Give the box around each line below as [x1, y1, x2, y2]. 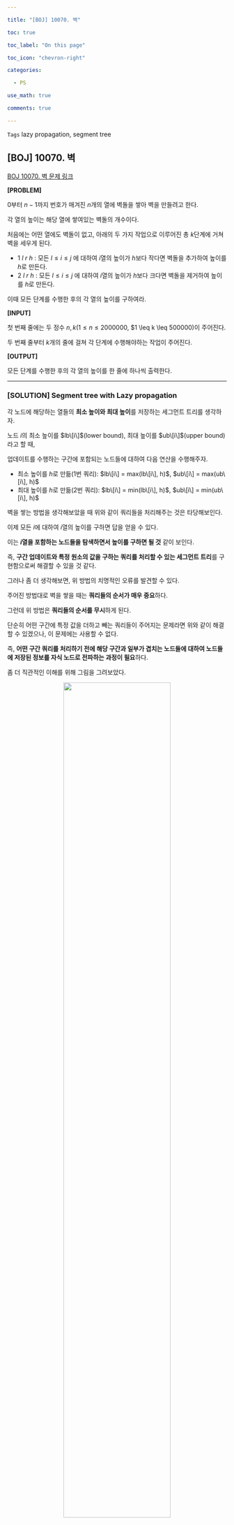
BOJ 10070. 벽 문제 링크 [7, 172, 74, 180]
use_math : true [7, 92, 52, 99]
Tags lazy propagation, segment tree [7, 130, 111, 138]
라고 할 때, [7, 440, 36, 448]
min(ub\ [201, 485, 224, 494]
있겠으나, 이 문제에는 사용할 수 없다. [22, 629, 118, 638]
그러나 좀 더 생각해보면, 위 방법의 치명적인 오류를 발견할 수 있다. [7, 576, 180, 585]
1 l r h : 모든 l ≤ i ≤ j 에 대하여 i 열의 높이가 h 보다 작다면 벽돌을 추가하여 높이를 [17, 253, 227, 262]
